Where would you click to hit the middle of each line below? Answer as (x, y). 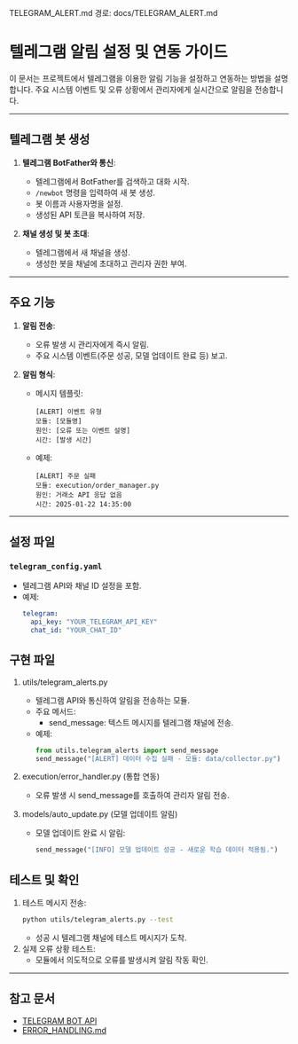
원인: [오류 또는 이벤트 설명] (83, 430)
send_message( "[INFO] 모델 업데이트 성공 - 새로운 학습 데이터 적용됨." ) (157, 850)
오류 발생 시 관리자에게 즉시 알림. (92, 344)
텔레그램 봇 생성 (50, 140)
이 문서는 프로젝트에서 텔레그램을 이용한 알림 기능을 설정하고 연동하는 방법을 (141, 78)
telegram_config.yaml (56, 566)
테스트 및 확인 (44, 879)
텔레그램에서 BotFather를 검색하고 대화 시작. (112, 181)
